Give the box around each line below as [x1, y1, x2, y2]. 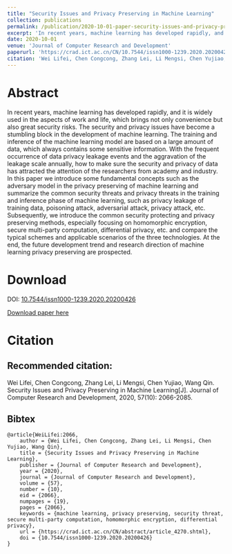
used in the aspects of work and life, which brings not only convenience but [7, 115, 223, 123]
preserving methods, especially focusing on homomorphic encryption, [7, 218, 207, 226]
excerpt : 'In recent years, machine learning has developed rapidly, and [7, 29, 224, 37]
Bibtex [7, 413, 36, 425]
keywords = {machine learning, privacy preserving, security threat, [19, 510, 224, 517]
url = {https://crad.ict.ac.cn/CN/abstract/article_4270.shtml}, [19, 528, 212, 535]
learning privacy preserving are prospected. [7, 247, 133, 256]
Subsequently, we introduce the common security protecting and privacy [7, 211, 215, 219]
